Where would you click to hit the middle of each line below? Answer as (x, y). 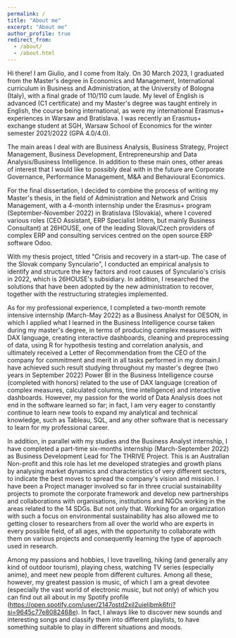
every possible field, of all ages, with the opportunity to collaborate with (112, 531)
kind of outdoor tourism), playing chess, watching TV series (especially (111, 567)
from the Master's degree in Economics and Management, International (111, 80)
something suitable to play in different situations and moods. (95, 627)
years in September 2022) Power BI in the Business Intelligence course (110, 375)
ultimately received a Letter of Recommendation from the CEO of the (107, 352)
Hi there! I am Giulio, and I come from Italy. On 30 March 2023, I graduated (116, 73)
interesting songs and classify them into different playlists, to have (103, 619)
